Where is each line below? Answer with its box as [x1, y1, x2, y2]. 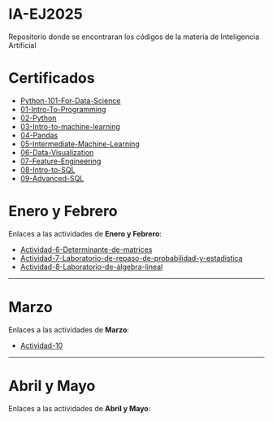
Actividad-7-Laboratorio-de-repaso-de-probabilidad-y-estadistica [19, 253, 243, 263]
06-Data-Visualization [19, 147, 94, 157]
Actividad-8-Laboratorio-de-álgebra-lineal [19, 262, 163, 271]
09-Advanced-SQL [19, 173, 84, 183]
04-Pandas [19, 130, 58, 140]
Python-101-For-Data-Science [19, 95, 121, 106]
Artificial [8, 40, 37, 50]
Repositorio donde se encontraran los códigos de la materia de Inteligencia [8, 32, 260, 41]
